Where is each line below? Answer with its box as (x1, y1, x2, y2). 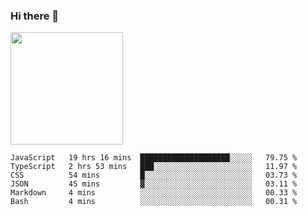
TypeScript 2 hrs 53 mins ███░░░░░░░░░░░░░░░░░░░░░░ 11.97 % (10, 162, 298, 172)
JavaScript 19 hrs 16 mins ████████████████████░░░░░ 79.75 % (10, 153, 298, 163)
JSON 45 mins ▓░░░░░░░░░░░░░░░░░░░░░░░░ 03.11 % (10, 179, 298, 189)
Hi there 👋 (10, 9, 60, 23)
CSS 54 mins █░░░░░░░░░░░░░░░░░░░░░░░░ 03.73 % (10, 170, 298, 181)
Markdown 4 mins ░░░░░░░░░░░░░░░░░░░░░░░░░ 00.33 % (10, 188, 298, 198)
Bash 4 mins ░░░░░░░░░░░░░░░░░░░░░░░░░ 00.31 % (10, 197, 298, 207)
